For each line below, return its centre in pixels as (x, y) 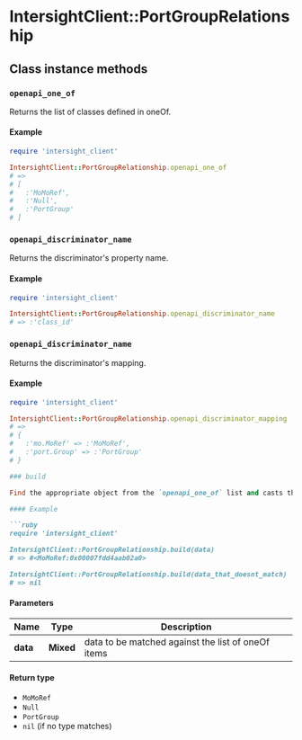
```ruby (24, 525)
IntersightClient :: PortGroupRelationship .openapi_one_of (118, 167)
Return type (32, 677)
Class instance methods (79, 69)
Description (186, 627)
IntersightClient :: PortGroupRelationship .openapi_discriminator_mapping (148, 419)
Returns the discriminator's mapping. (78, 362)
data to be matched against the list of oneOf (177, 642)
